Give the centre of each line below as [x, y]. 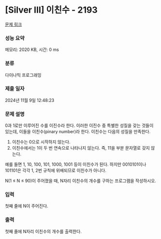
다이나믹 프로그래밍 [23, 75]
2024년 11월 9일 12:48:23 [30, 100]
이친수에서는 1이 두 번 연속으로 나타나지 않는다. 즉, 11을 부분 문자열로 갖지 [81, 148]
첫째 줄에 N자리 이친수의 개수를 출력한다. [44, 231]
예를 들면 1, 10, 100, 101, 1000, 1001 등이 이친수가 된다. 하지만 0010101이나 [76, 164]
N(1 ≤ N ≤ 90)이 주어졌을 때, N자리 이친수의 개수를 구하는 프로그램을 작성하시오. [80, 181]
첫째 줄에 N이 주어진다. [27, 206]
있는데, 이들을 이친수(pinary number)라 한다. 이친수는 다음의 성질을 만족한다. [78, 132]
